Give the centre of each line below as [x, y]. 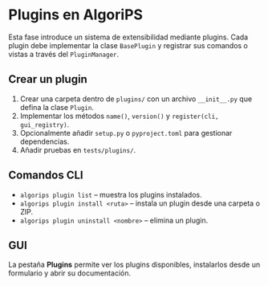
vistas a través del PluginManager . [64, 54]
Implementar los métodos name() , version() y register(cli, [119, 116]
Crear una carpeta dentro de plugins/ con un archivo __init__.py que [136, 99]
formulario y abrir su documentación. [69, 273]
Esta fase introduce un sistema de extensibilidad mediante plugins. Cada [128, 37]
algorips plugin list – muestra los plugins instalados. [111, 194]
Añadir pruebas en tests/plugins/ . [78, 149]
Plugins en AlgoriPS [75, 15]
